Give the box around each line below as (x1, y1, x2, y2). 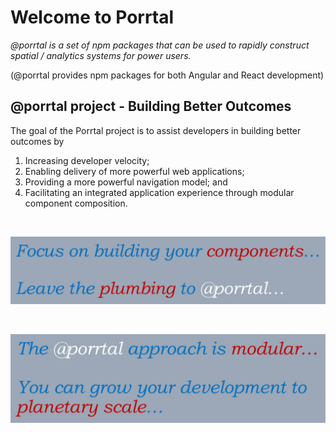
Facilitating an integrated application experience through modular (24, 186, 295, 198)
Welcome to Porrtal (10, 6, 175, 29)
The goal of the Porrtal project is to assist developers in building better (10, 124, 302, 136)
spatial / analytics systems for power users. (10, 49, 192, 61)
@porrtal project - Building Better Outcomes (10, 98, 292, 115)
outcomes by (10, 135, 65, 147)
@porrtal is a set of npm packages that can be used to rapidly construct (10, 39, 310, 51)
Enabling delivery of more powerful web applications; (24, 165, 245, 177)
